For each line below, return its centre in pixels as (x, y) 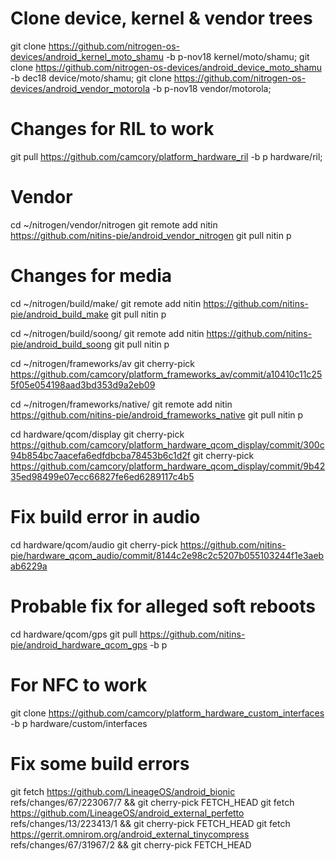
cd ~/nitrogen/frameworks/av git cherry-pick (103, 363)
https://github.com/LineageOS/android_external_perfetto (127, 813)
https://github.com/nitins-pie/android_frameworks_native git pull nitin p (157, 414)
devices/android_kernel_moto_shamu (87, 56)
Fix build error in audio (105, 516)
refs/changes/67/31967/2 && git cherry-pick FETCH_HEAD (131, 844)
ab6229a (29, 566)
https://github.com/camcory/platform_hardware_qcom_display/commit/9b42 (168, 466)
